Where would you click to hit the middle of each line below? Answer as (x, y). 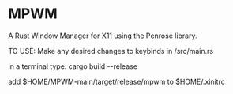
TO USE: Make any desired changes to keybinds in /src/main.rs (111, 51)
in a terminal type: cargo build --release (73, 66)
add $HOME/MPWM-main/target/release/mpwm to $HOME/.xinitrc (116, 81)
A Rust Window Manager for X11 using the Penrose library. (103, 36)
